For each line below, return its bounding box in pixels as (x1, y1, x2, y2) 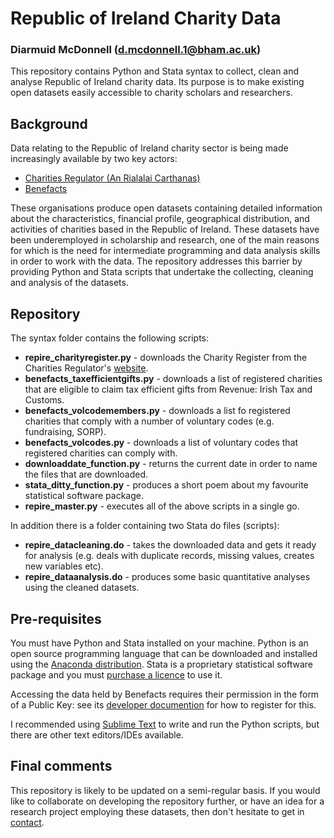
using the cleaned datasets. (24, 582, 140, 594)
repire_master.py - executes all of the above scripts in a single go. (24, 500, 300, 512)
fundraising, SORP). (24, 426, 107, 438)
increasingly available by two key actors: (10, 153, 178, 165)
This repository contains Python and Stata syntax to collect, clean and (10, 65, 300, 77)
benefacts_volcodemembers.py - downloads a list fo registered (24, 405, 291, 417)
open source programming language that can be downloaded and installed (10, 647, 318, 659)
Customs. (24, 394, 65, 406)
